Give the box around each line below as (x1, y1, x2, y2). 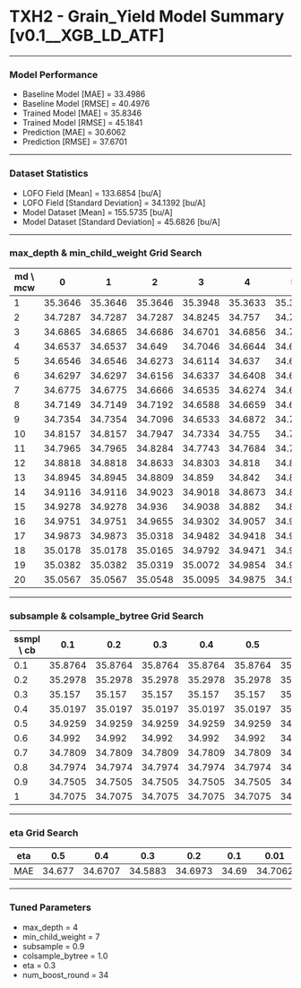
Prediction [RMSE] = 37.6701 (21, 136, 128, 147)
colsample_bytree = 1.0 (21, 950, 108, 961)
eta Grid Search (9, 827, 79, 839)
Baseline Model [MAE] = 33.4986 (21, 89, 146, 100)
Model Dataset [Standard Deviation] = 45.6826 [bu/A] (21, 216, 221, 227)
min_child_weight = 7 (21, 931, 100, 942)
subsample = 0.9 (21, 940, 85, 951)
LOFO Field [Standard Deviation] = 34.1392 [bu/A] (21, 197, 206, 208)
